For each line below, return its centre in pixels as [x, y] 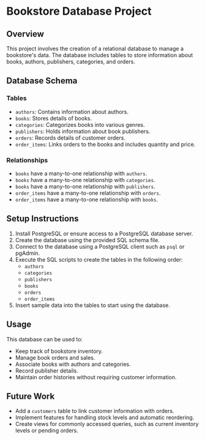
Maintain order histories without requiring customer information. [96, 377]
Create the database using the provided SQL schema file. [88, 240]
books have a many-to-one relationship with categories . [85, 180]
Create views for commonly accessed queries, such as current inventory [107, 424]
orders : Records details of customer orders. [70, 138]
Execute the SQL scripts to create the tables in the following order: [99, 259]
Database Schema [42, 81]
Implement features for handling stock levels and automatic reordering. [105, 417]
